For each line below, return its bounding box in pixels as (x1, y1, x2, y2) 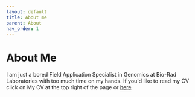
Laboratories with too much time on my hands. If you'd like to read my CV (6, 77, 189, 84)
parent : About (6, 20, 42, 26)
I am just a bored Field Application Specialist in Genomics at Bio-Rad (6, 71, 177, 78)
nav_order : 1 (6, 25, 39, 32)
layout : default (6, 8, 47, 15)
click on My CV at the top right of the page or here (6, 84, 132, 91)
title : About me (6, 14, 47, 20)
